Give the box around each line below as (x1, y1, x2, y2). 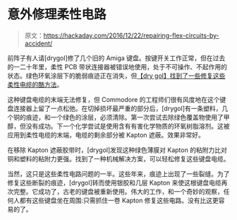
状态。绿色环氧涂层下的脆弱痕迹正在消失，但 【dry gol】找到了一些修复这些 (7, 71, 226, 80)
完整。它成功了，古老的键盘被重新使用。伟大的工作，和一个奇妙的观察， (13, 187, 224, 195)
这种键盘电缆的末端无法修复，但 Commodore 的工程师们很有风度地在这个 (7, 95, 220, 103)
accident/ (24, 39, 53, 47)
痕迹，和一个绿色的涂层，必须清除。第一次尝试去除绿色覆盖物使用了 (25, 112, 224, 121)
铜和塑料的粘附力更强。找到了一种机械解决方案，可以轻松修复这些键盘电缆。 (7, 154, 230, 163)
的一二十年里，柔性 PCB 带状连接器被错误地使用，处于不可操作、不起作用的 (7, 62, 228, 71)
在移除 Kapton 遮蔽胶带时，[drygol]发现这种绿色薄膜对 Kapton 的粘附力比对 (7, 146, 227, 154)
